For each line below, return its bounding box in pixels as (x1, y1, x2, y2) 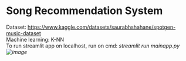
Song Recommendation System (6, 4, 163, 18)
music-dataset (6, 29, 41, 36)
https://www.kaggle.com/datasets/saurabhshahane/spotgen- (27, 23, 176, 30)
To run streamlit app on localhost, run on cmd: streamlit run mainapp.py (6, 42, 180, 49)
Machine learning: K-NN (6, 36, 65, 43)
